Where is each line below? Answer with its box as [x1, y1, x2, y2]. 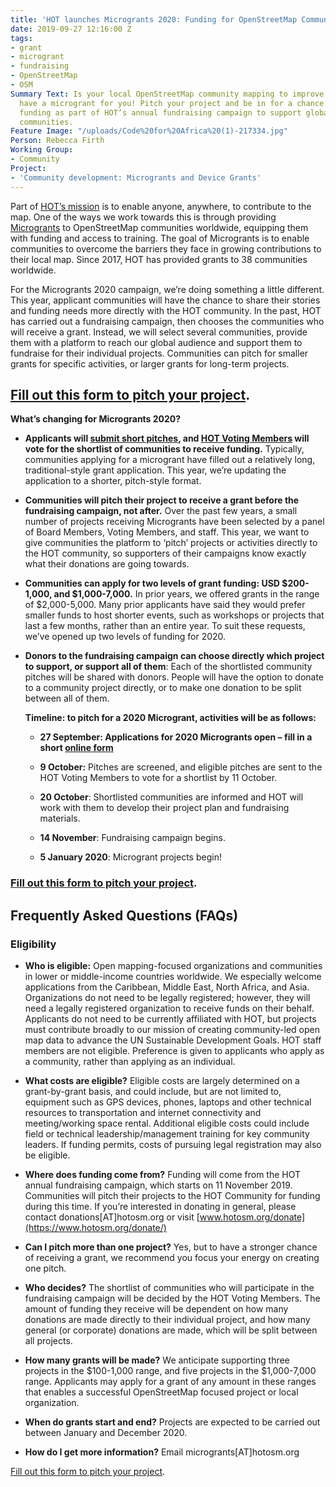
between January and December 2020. [24, 1426, 188, 1438]
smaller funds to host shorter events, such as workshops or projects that [24, 609, 325, 621]
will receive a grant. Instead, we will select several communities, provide [10, 326, 308, 338]
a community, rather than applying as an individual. [24, 1055, 236, 1067]
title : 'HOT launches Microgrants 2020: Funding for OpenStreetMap [10, 14, 298, 25]
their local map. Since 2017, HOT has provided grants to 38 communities [10, 253, 308, 265]
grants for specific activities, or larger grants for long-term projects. [10, 357, 290, 370]
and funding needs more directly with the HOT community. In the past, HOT [10, 304, 322, 316]
